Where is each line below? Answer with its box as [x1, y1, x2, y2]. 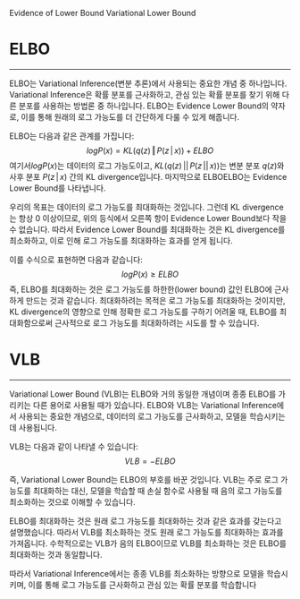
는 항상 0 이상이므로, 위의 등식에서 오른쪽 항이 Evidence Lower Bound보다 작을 [9, 212, 287, 223]
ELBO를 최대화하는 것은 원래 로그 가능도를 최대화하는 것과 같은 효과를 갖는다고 [9, 515, 282, 526]
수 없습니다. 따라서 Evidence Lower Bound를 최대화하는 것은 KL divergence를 [9, 224, 286, 235]
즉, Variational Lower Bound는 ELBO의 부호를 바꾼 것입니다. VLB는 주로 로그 [9, 474, 279, 484]
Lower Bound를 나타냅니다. [9, 183, 106, 193]
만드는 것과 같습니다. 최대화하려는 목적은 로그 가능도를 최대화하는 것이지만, [25, 295, 286, 305]
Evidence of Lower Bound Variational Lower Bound [9, 8, 196, 18]
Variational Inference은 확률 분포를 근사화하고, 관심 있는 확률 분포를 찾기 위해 [9, 89, 280, 99]
